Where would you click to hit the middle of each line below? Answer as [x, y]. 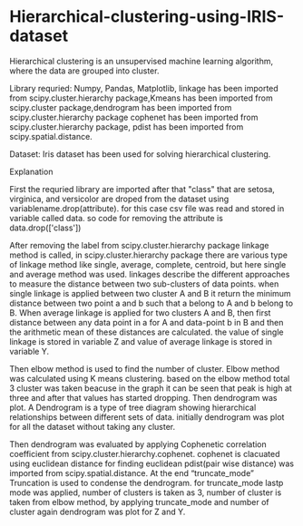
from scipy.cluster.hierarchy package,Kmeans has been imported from [142, 98]
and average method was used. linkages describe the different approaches [150, 274]
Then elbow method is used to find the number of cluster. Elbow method [145, 368]
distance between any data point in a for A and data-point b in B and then [147, 322]
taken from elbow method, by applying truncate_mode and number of [139, 502]
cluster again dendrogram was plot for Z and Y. [98, 511]
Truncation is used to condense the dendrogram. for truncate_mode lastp [147, 482]
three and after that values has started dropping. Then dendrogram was [143, 397]
